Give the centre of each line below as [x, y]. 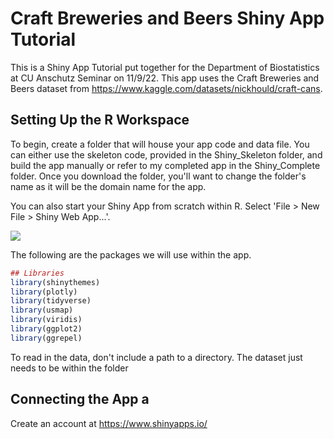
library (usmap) [42, 310]
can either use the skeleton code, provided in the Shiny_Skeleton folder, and [166, 154]
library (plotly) [44, 292]
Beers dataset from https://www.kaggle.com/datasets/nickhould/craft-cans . [166, 88]
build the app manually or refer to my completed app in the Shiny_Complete [165, 165]
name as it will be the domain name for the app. [108, 186]
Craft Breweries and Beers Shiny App [167, 18]
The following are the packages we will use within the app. [131, 254]
